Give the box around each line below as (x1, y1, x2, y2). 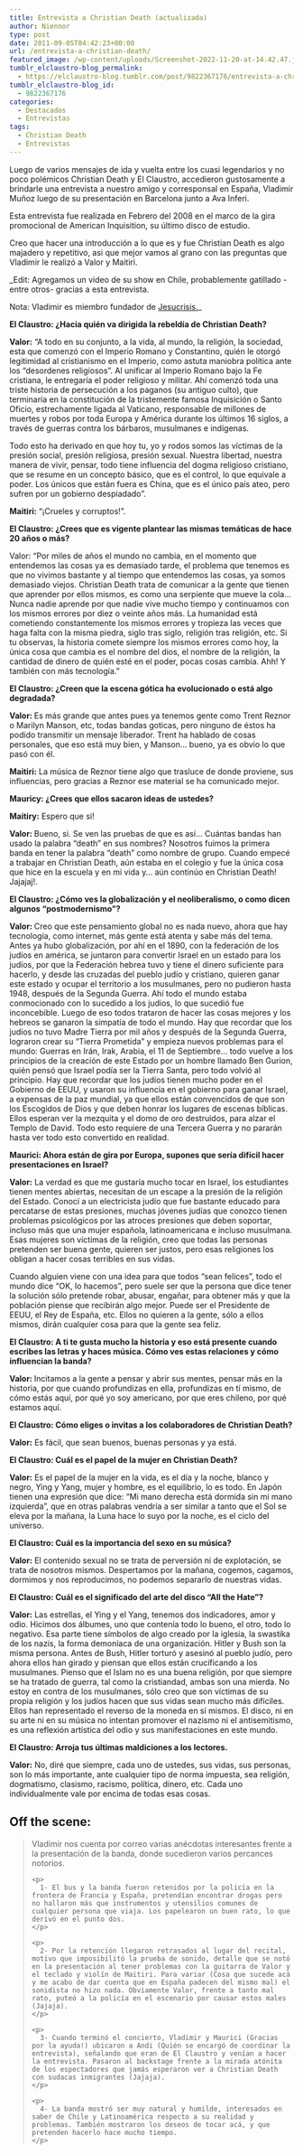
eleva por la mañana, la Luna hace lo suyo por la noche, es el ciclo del (9, 1510, 270, 1521)
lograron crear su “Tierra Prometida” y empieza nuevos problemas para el (9, 1035, 284, 1046)
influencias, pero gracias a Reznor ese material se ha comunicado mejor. (9, 775, 280, 786)
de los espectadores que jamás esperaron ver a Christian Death (31, 2065, 279, 2074)
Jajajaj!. (9, 876, 38, 886)
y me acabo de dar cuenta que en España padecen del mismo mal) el (31, 1978, 290, 1987)
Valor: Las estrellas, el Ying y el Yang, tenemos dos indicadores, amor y (9, 1609, 277, 1620)
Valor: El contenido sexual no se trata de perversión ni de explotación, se (9, 1555, 282, 1566)
